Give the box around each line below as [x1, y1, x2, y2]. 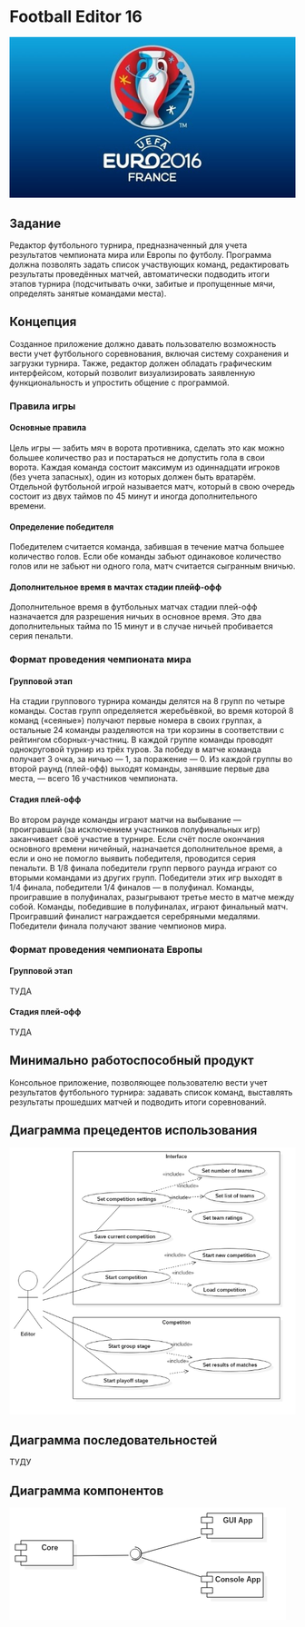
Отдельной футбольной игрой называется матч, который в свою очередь [9, 481, 295, 491]
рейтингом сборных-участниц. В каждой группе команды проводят [9, 734, 274, 746]
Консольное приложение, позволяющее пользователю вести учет [9, 1076, 268, 1087]
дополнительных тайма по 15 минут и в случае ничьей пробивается [9, 620, 274, 632]
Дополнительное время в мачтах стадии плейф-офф [9, 581, 222, 592]
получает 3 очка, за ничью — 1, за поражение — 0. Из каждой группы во [9, 754, 293, 765]
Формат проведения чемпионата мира [9, 653, 192, 666]
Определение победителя [9, 521, 114, 532]
